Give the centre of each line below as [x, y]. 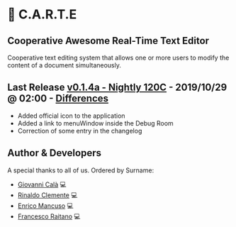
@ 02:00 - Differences [58, 99]
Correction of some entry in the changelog [80, 131]
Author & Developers [54, 153]
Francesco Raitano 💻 [49, 216]
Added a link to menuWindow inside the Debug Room [95, 123]
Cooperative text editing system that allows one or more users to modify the [118, 57]
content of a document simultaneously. [64, 65]
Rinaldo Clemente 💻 [47, 195]
